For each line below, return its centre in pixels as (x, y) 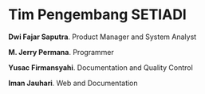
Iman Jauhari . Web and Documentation (73, 83)
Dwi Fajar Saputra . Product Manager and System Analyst (102, 37)
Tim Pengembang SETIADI (98, 15)
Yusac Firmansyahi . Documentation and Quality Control (101, 67)
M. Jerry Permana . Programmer (61, 52)
